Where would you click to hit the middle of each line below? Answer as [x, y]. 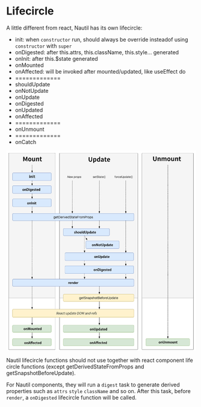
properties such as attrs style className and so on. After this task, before [99, 391]
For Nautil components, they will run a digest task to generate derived [93, 385]
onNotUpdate [32, 90]
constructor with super [43, 46]
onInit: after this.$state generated [56, 58]
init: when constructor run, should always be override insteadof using [101, 39]
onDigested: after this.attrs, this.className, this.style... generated [97, 52]
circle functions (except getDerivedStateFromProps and [75, 367]
